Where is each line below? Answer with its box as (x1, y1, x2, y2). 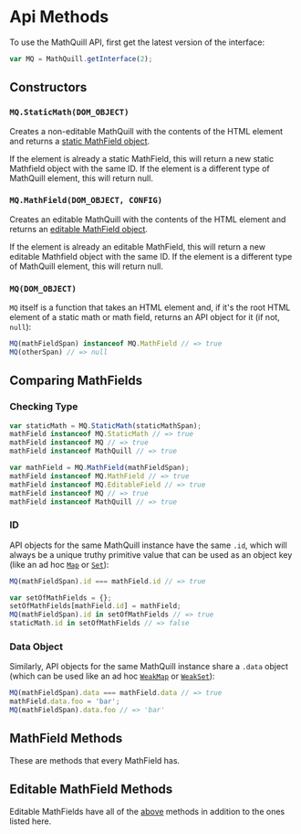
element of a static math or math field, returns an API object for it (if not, (9, 312, 280, 323)
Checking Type (9, 401, 78, 413)
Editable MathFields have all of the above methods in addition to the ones (9, 806, 285, 817)
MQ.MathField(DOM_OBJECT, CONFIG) (9, 195, 162, 206)
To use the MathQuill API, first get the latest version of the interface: (9, 37, 265, 48)
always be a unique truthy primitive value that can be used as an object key (9, 549, 293, 560)
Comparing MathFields (9, 373, 143, 389)
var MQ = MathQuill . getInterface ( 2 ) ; (9, 54, 153, 63)
